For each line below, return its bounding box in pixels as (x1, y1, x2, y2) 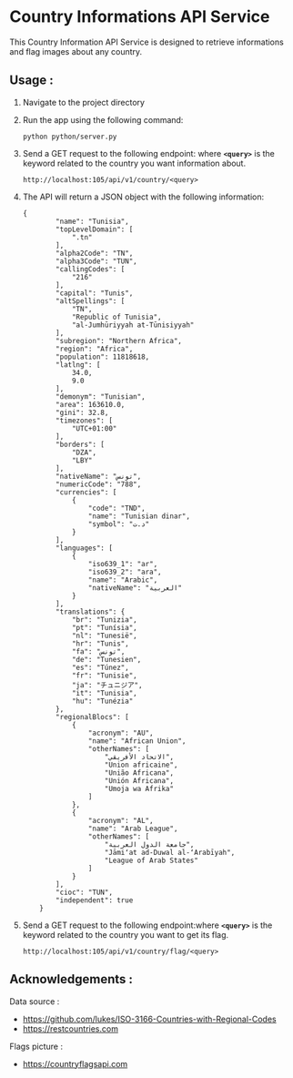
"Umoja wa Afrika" (104, 784, 175, 793)
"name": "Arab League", (87, 824, 178, 833)
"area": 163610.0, (56, 400, 126, 409)
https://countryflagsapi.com (22, 1058, 128, 1069)
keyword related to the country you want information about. (22, 158, 247, 168)
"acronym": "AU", (87, 728, 154, 737)
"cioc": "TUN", (56, 888, 114, 897)
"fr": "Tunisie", (71, 671, 138, 680)
